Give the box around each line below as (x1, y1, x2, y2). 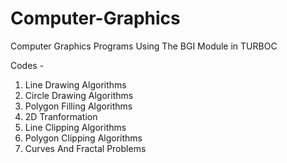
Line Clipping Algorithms (24, 121, 127, 133)
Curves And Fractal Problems (24, 142, 147, 154)
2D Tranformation (24, 110, 98, 122)
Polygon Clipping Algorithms (24, 132, 143, 144)
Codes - (10, 59, 45, 71)
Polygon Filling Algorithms (24, 100, 133, 112)
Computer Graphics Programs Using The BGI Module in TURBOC (10, 40, 278, 52)
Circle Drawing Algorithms (24, 89, 134, 101)
